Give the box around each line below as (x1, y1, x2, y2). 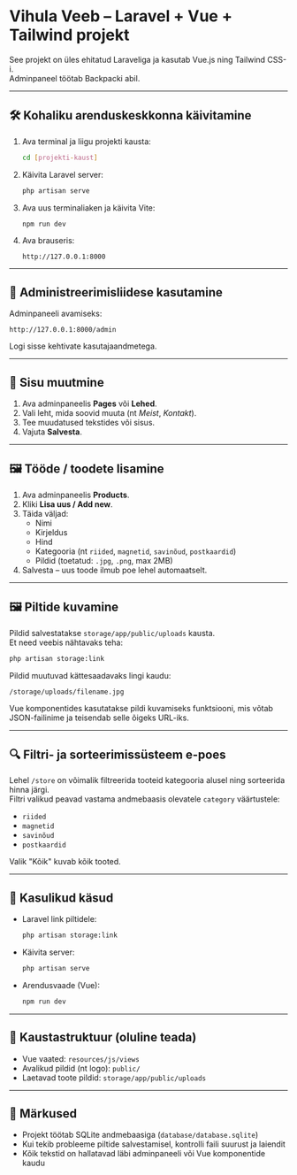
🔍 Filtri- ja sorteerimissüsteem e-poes (9, 747, 226, 762)
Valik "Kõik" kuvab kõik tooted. (9, 856, 121, 867)
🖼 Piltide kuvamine (9, 600, 119, 615)
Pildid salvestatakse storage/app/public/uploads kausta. (9, 627, 216, 638)
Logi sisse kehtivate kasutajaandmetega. (9, 341, 157, 351)
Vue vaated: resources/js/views (21, 1053, 140, 1064)
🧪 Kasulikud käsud (9, 890, 114, 905)
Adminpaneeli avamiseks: (9, 308, 103, 319)
